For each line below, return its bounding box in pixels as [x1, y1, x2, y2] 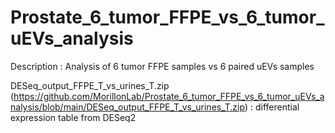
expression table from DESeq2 [10, 111, 137, 123]
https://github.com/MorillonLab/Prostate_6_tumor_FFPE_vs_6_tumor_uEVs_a [13, 90, 325, 102]
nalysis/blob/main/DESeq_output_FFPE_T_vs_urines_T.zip [10, 101, 245, 113]
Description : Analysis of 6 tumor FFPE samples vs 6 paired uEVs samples [10, 60, 315, 72]
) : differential [244, 101, 300, 113]
